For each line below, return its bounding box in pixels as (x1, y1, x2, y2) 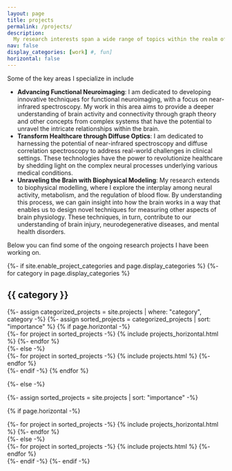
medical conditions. (17, 168, 74, 177)
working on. (7, 248, 41, 256)
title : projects (7, 17, 54, 24)
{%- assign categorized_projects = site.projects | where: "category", (7, 308, 202, 316)
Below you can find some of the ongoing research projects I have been (7, 240, 209, 249)
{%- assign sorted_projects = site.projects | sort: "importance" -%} (7, 393, 198, 402)
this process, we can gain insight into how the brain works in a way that (17, 198, 221, 206)
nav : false (7, 42, 39, 49)
